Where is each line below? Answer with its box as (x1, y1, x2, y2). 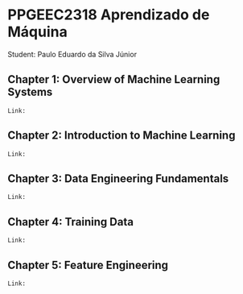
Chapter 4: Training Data (7, 215, 134, 229)
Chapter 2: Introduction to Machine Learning (7, 129, 236, 143)
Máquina (7, 23, 68, 41)
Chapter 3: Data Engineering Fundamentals (7, 172, 229, 185)
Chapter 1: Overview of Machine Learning (7, 72, 220, 86)
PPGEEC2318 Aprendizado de (7, 6, 210, 24)
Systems (7, 85, 53, 99)
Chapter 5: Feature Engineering (7, 258, 169, 271)
